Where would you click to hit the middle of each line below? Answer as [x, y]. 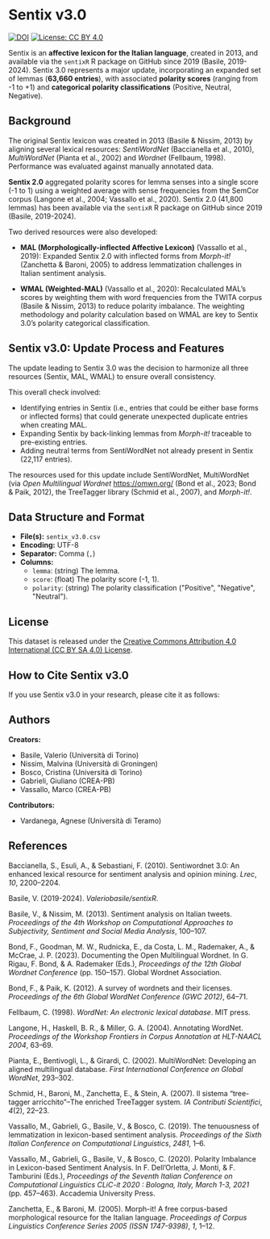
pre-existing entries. [54, 442]
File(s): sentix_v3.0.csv [60, 536]
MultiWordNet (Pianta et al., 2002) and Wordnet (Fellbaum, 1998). [117, 157]
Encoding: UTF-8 [49, 545]
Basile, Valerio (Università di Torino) [79, 755]
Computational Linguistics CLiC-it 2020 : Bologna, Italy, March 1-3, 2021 [129, 1184]
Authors [29, 720]
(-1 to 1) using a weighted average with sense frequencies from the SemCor [134, 190]
